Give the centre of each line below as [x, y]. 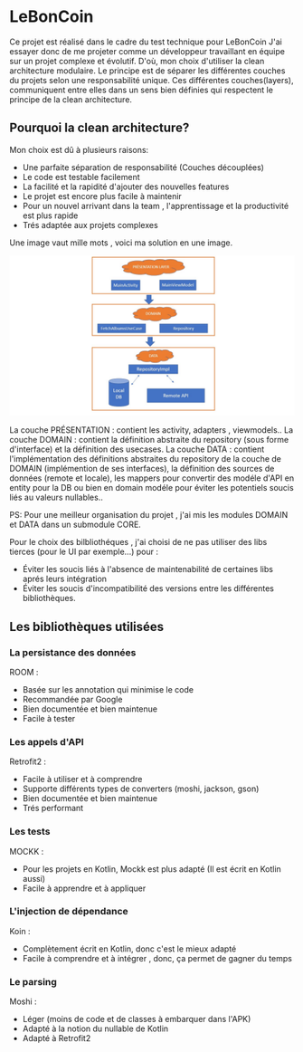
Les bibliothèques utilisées [87, 626]
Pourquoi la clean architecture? [99, 128]
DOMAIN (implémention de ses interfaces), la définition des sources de [142, 469]
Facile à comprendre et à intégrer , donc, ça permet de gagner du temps [157, 958]
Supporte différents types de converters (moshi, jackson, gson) [141, 789]
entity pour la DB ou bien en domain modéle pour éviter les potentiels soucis [151, 488]
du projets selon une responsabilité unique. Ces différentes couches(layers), [151, 80]
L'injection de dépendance [69, 912]
